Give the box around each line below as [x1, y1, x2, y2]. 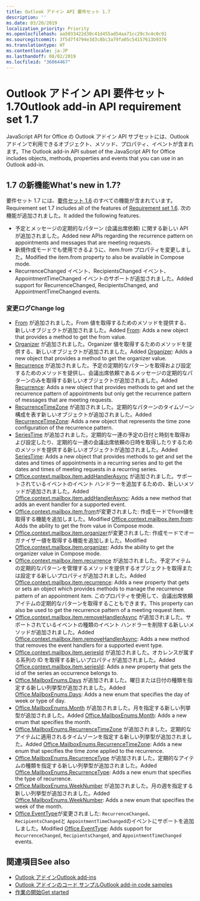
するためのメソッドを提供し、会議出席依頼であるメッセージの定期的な [14, 369, 188, 376]
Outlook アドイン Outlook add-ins [14, 873, 97, 881]
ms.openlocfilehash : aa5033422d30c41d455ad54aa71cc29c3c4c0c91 [6, 31, 167, 37]
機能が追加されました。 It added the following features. [6, 212, 141, 219]
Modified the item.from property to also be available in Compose [25, 254, 184, 261]
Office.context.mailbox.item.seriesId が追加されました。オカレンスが [14, 649, 184, 656]
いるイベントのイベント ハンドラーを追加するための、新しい [35, 480, 184, 487]
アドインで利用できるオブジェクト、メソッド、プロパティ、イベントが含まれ [6, 140, 194, 147]
